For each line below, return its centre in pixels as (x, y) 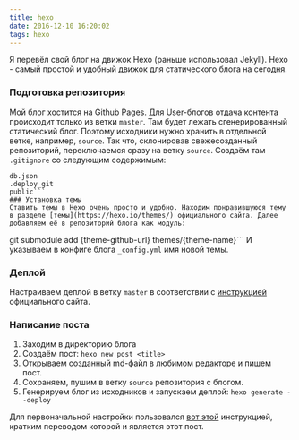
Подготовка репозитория (68, 92)
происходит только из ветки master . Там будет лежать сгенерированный (149, 121)
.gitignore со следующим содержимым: (88, 160)
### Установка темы (46, 199)
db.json (24, 176)
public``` (28, 192)
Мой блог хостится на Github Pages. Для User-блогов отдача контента (144, 112)
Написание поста (49, 324)
